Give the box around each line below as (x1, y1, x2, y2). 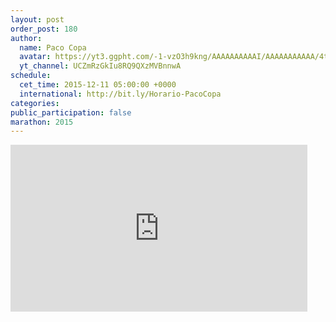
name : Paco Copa (19, 42, 87, 53)
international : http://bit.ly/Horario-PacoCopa (19, 89, 222, 99)
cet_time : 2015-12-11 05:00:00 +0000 (19, 80, 177, 90)
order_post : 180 (10, 24, 78, 34)
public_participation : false (10, 107, 132, 118)
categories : (10, 98, 60, 108)
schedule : (10, 71, 52, 81)
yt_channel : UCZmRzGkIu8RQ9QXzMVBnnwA (19, 61, 182, 71)
